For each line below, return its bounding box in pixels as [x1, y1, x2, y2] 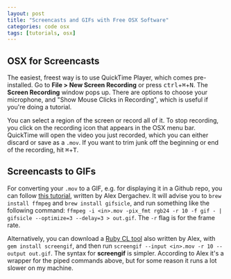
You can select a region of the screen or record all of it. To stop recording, [7, 116, 219, 125]
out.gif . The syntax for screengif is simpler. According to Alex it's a [28, 249, 224, 257]
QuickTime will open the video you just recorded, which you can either [7, 131, 209, 139]
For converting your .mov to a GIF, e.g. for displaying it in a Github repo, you [7, 184, 223, 192]
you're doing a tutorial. [7, 103, 72, 111]
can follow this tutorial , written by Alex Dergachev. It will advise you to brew [7, 191, 222, 199]
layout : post [7, 10, 45, 17]
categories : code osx [7, 23, 70, 30]
